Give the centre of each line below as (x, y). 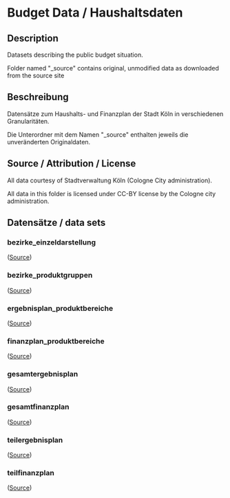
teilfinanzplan (31, 473)
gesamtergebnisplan (43, 374)
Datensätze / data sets (56, 223)
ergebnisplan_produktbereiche (60, 308)
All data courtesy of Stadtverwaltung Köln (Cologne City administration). (109, 180)
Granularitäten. (28, 121)
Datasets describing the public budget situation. (75, 55)
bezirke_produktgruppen (50, 276)
